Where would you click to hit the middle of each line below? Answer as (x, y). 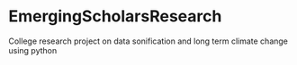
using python (33, 50)
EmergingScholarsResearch (115, 16)
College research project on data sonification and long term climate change (148, 41)
